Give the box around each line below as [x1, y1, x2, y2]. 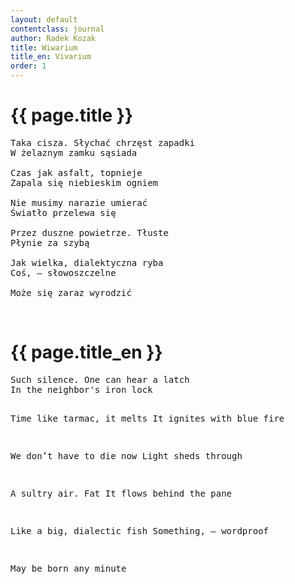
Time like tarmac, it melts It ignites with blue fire [10, 412, 285, 424]
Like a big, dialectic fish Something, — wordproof [10, 525, 270, 536]
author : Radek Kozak [10, 33, 97, 43]
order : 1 [10, 61, 47, 71]
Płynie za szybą [10, 237, 90, 248]
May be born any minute [10, 562, 127, 574]
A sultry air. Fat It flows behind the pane [10, 487, 233, 499]
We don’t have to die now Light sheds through [10, 450, 243, 461]
